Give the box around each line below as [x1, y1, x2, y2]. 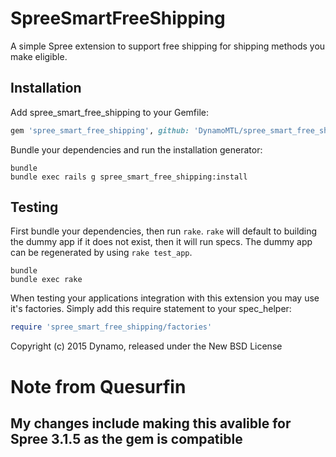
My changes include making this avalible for [10, 415, 292, 432]
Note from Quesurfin [10, 375, 187, 398]
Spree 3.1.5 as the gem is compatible [10, 430, 243, 447]
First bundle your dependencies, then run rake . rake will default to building [10, 225, 318, 237]
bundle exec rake [10, 275, 83, 285]
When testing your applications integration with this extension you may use [10, 292, 320, 304]
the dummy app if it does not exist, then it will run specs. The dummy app [10, 236, 313, 248]
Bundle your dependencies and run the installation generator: [10, 143, 263, 156]
